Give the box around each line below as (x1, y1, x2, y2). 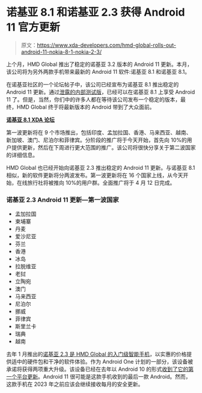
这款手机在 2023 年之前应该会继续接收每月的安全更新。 (6, 380, 144, 388)
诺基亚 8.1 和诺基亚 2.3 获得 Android (6, 5, 185, 19)
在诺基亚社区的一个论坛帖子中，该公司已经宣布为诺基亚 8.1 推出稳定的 (6, 80, 179, 88)
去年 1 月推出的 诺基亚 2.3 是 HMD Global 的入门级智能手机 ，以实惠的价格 (6, 350, 187, 358)
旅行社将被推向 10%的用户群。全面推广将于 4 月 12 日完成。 (26, 179, 176, 186)
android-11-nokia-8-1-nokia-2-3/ (20, 48, 102, 55)
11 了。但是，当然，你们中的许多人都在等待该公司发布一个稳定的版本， (6, 95, 181, 103)
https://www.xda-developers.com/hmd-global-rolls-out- (37, 41, 176, 49)
